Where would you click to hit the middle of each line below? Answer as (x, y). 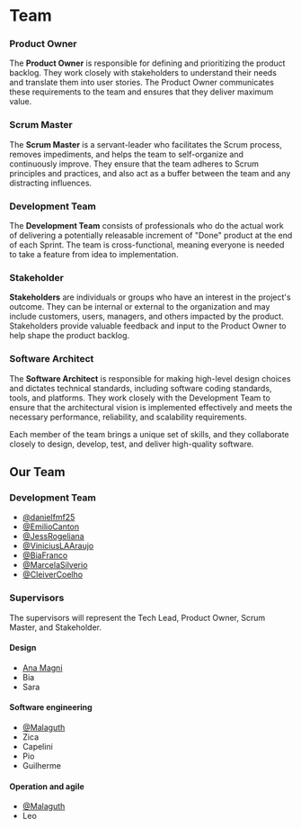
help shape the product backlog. (70, 336)
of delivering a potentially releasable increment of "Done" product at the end (151, 236)
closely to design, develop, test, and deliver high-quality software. (132, 444)
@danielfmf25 (49, 517)
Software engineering (51, 707)
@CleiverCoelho (53, 575)
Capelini (38, 747)
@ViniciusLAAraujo (58, 546)
